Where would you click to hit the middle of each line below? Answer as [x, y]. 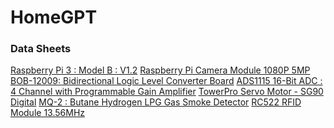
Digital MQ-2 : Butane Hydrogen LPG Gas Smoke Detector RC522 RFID [156, 102]
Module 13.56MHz [48, 113]
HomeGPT [54, 17]
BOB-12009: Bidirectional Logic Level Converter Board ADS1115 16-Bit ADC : [166, 81]
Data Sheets [41, 49]
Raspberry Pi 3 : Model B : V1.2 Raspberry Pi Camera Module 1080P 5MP [160, 70]
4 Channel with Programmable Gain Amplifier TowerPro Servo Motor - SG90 [167, 92]
